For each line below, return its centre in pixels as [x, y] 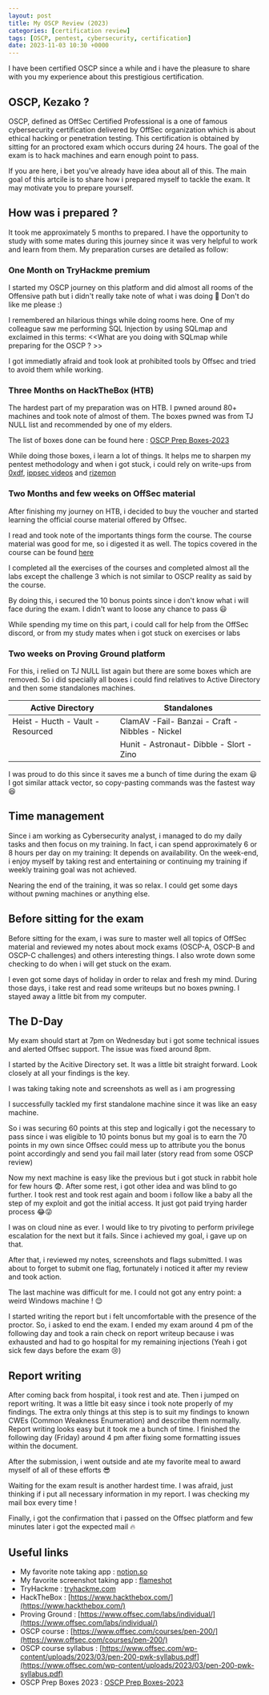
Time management [56, 817]
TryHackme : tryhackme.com [68, 1588]
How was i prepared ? [63, 213]
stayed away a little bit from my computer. [77, 996]
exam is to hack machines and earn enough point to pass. [104, 155]
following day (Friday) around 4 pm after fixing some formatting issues [124, 1438]
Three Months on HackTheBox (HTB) [81, 390]
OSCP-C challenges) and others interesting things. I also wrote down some [132, 955]
